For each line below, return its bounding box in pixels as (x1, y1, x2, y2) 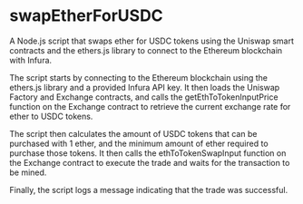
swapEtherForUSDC (9, 5, 163, 26)
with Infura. (9, 54, 53, 65)
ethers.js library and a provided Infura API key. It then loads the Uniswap (9, 82, 280, 92)
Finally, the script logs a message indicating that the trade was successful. (9, 184, 288, 195)
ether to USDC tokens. (9, 111, 93, 121)
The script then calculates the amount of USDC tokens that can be (9, 128, 258, 139)
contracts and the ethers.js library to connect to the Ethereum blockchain (9, 44, 283, 55)
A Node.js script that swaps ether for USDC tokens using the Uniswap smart (9, 35, 295, 46)
